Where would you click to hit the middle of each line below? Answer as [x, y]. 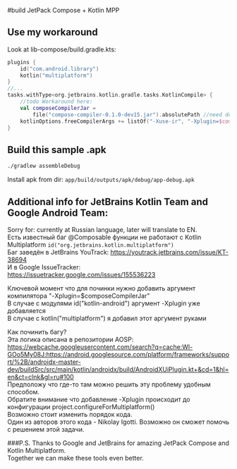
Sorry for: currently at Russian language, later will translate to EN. [102, 229]
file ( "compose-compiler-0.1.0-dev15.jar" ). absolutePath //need [127, 115]
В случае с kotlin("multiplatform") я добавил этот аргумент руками [107, 318]
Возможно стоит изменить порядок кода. [70, 414]
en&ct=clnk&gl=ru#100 [41, 377]
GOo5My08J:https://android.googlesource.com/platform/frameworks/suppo [119, 354]
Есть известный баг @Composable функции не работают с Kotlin [104, 237]
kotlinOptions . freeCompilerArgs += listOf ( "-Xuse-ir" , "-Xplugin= [120, 121]
